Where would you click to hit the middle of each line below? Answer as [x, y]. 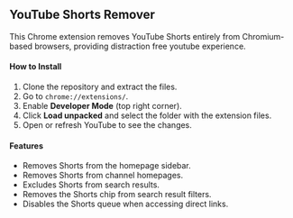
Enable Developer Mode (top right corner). [102, 106]
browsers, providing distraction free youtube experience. [140, 46]
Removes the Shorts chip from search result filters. [117, 195]
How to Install [36, 67]
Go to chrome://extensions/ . [75, 96]
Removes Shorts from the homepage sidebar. [106, 166]
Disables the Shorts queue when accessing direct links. [125, 204]
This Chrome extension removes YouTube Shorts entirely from [125, 36]
